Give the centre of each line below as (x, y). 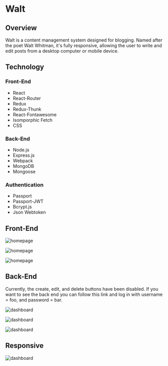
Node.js (21, 149)
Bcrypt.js (22, 207)
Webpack (23, 160)
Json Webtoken (29, 212)
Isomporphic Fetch (33, 120)
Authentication (24, 185)
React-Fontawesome (35, 114)
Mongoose (24, 171)
